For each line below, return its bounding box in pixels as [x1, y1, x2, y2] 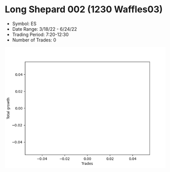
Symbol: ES [12, 20, 37, 27]
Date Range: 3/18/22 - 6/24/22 [12, 26, 77, 32]
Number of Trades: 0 [12, 37, 57, 43]
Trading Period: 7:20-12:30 [12, 31, 69, 37]
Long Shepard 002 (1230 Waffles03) [5, 4, 163, 15]
